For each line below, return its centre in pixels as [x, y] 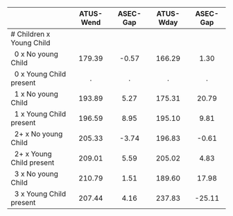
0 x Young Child [40, 74]
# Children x [31, 34]
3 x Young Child [40, 194]
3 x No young [36, 174]
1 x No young [36, 94]
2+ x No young [38, 134]
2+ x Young [33, 154]
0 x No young [36, 54]
